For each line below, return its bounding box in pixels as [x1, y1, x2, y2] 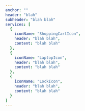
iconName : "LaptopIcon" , [14, 55, 67, 60]
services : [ [5, 21, 31, 27]
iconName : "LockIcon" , [14, 79, 63, 84]
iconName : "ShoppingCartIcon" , [14, 31, 81, 36]
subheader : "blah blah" [5, 17, 56, 22]
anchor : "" [5, 7, 29, 13]
